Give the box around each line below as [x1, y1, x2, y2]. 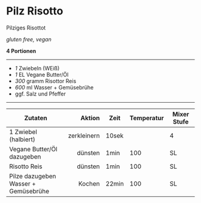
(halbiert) [9, 135, 36, 144]
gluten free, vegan [6, 35, 52, 43]
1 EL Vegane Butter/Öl [14, 71, 69, 78]
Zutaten [24, 114, 48, 122]
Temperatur [129, 114, 165, 122]
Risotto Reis [9, 162, 43, 171]
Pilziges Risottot [6, 24, 46, 31]
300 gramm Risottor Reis [14, 77, 77, 85]
